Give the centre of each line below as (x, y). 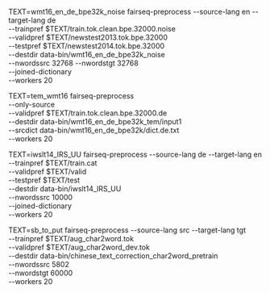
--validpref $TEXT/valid (48, 172)
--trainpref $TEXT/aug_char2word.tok (71, 239)
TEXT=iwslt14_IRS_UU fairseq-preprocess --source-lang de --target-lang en (135, 154)
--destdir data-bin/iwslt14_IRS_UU (65, 188)
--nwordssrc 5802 (39, 264)
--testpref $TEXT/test (44, 180)
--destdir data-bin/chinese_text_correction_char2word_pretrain (113, 256)
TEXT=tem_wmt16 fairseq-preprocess (71, 96)
